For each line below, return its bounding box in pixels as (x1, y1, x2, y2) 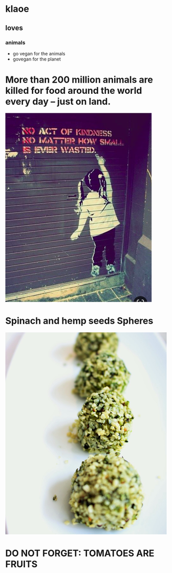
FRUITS (5, 558, 38, 570)
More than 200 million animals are (5, 74, 154, 86)
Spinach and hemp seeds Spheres (5, 315, 154, 326)
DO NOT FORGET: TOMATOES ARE (5, 547, 155, 559)
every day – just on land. (5, 96, 111, 108)
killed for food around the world (5, 85, 142, 96)
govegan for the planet (12, 56, 61, 62)
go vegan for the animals (12, 50, 66, 56)
